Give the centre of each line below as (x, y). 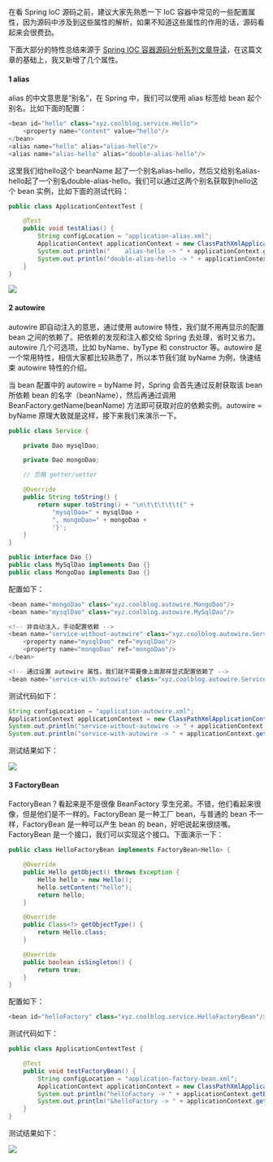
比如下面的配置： (58, 108)
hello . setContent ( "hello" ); (85, 887)
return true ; (60, 970)
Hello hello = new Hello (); (85, 879)
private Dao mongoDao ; (61, 460)
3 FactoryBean (34, 785)
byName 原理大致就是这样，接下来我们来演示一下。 (95, 415)
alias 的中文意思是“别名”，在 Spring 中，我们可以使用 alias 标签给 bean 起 (131, 98)
